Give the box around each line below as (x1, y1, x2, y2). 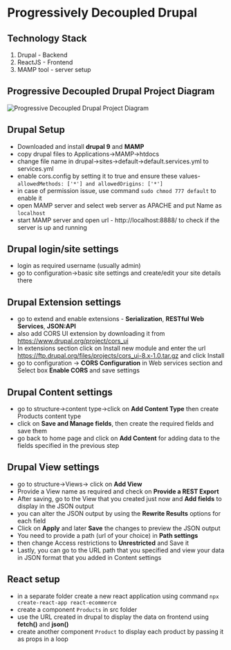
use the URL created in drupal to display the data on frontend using (17, 613, 209, 621)
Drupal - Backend (17, 51, 68, 59)
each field (17, 516, 46, 525)
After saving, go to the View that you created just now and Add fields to (17, 494, 223, 503)
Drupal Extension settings (7, 296, 121, 308)
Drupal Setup (7, 124, 66, 136)
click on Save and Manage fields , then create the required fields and (17, 419, 214, 428)
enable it (17, 194, 43, 202)
